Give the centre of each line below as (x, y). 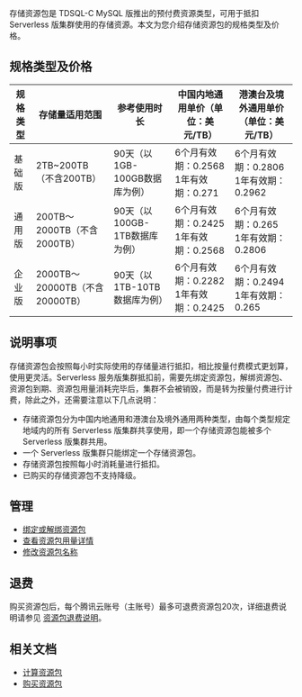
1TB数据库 (136, 235)
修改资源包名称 (50, 552)
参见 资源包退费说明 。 (65, 618)
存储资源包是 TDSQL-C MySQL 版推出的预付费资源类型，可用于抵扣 (134, 13)
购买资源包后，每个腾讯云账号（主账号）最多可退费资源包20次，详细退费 (144, 607)
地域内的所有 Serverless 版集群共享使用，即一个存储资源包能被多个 (147, 430)
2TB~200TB (62, 165)
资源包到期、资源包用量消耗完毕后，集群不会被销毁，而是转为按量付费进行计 (151, 388)
